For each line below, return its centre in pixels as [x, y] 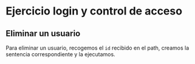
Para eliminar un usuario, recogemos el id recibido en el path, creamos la [97, 48]
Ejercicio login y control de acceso [94, 11]
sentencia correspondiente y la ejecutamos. [61, 54]
